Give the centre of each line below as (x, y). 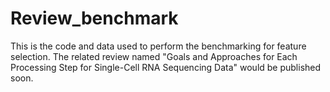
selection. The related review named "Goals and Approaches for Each (154, 56)
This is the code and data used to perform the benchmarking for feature (158, 46)
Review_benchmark (94, 18)
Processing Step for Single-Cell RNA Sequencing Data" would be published (166, 67)
